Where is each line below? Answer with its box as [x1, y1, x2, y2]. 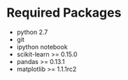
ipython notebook [16, 42, 68, 51]
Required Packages [6, 5, 122, 21]
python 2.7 [16, 28, 48, 36]
